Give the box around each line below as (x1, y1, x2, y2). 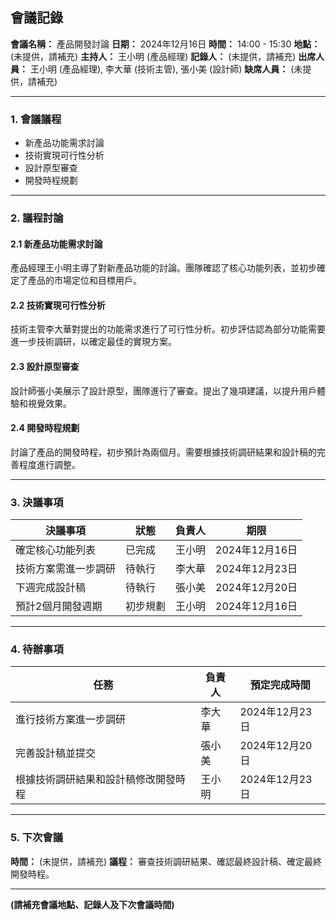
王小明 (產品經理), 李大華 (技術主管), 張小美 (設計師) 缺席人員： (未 (29, 63, 303, 75)
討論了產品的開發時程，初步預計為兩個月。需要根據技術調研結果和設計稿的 (10, 446, 317, 458)
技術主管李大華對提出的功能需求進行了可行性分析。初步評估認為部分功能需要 (10, 323, 326, 335)
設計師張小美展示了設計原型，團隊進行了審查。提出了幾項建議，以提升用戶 (10, 384, 317, 397)
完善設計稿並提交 (15, 746, 97, 760)
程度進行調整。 (18, 458, 81, 470)
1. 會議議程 (10, 112, 62, 126)
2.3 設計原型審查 (10, 361, 80, 373)
